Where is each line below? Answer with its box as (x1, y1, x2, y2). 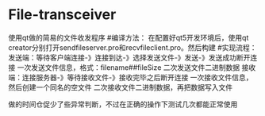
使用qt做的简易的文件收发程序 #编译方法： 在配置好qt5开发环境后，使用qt (8, 33, 249, 42)
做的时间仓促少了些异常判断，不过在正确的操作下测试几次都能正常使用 (8, 99, 238, 109)
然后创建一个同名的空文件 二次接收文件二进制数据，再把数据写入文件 (8, 82, 232, 92)
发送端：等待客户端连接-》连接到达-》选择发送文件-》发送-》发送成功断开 (8, 52, 251, 62)
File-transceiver (8, 6, 117, 24)
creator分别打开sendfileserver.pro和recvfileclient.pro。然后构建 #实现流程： (8, 42, 257, 52)
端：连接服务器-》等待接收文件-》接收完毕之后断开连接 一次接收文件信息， (8, 72, 253, 82)
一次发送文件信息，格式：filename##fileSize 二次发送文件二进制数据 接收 (17, 62, 256, 72)
